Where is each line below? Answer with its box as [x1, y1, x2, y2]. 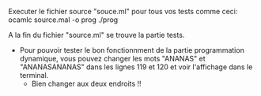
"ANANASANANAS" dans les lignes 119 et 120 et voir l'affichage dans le [19, 62, 253, 72]
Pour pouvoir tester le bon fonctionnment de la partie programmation [19, 46, 245, 54]
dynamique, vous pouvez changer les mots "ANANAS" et [19, 54, 206, 63]
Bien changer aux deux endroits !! [31, 79, 142, 88]
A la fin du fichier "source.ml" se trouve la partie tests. [8, 31, 185, 39]
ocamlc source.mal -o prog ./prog [8, 15, 119, 24]
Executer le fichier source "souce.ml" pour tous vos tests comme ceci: [8, 7, 238, 16]
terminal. [19, 71, 49, 79]
